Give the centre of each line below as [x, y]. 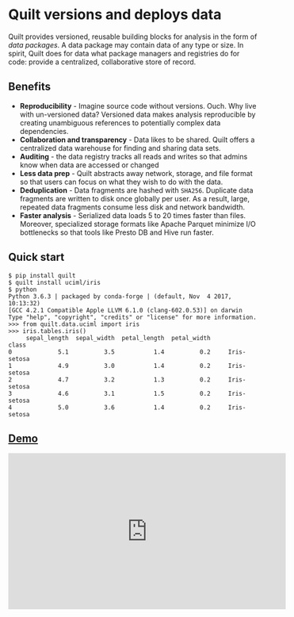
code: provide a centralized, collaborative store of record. [102, 62]
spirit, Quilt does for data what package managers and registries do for [124, 53]
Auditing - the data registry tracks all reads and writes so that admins [134, 156]
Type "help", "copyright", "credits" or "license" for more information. [133, 317]
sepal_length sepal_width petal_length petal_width [118, 338]
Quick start [36, 257]
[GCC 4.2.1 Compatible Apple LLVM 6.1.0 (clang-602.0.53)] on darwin [126, 310]
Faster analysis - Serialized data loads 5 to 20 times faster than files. [133, 215]
